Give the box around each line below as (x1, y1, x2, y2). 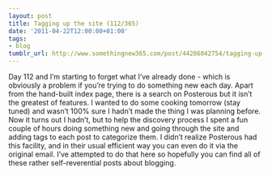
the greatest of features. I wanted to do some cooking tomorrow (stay (8, 98, 241, 107)
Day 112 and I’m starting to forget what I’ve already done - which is (8, 72, 231, 81)
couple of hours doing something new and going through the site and (8, 123, 240, 133)
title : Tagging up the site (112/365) (8, 19, 139, 28)
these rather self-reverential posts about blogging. (8, 158, 176, 167)
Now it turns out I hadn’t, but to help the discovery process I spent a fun (8, 115, 249, 124)
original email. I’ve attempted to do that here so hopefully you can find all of (8, 149, 261, 159)
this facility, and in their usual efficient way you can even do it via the (8, 141, 239, 150)
